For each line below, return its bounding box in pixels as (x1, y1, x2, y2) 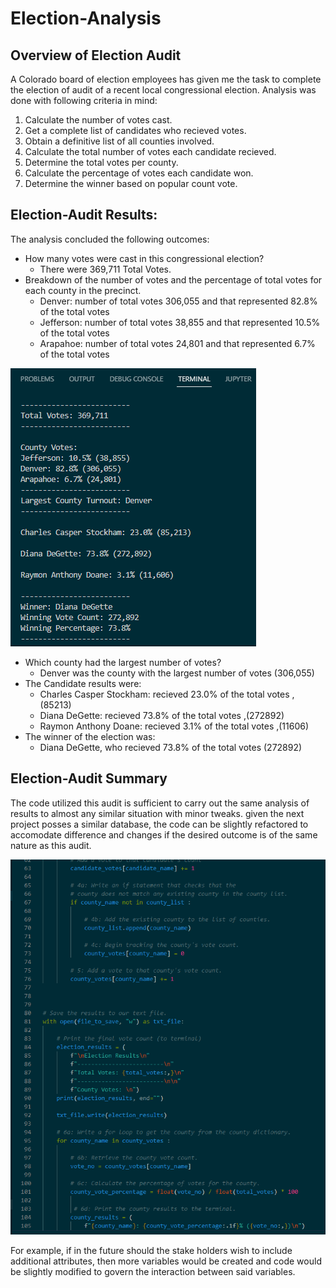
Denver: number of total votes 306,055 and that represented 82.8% (39, 295, 318, 307)
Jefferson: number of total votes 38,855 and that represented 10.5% (39, 316, 321, 328)
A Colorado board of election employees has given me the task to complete (10, 73, 322, 85)
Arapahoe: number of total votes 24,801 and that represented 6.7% (39, 337, 316, 349)
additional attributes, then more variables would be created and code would (10, 1255, 322, 1267)
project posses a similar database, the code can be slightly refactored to (10, 818, 309, 830)
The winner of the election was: (24, 730, 156, 742)
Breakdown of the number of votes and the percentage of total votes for (24, 273, 323, 286)
